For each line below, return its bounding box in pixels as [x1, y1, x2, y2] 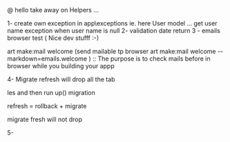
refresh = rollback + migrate [7, 102, 87, 110]
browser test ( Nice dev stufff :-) [7, 34, 99, 42]
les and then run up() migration [7, 89, 95, 97]
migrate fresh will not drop [7, 115, 83, 123]
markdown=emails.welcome [7, 54, 88, 63]
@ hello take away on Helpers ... [7, 6, 99, 14]
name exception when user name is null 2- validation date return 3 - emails [7, 27, 221, 34]
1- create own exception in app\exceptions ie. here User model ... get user [7, 19, 218, 27]
